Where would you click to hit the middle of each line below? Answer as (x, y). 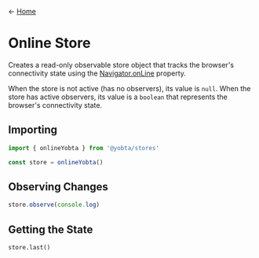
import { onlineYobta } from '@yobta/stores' (84, 148)
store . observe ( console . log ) (54, 205)
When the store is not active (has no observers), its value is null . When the (129, 88)
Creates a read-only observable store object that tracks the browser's (121, 64)
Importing (33, 130)
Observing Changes (58, 187)
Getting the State (51, 229)
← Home (22, 11)
